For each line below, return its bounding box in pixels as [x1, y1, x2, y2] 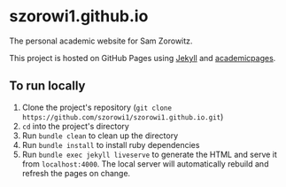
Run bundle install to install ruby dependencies [21, 139, 200, 150]
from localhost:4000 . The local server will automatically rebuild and [21, 158, 269, 169]
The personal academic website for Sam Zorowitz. [9, 35, 193, 46]
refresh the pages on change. [21, 168, 131, 178]
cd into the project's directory [21, 121, 130, 131]
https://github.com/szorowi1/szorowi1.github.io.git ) [21, 111, 224, 121]
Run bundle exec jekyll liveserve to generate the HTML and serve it [21, 149, 277, 160]
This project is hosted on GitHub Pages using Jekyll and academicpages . [9, 52, 276, 63]
